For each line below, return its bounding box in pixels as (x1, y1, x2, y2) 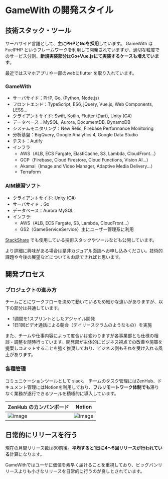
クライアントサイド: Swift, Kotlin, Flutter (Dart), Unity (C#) (12, 113, 132, 119)
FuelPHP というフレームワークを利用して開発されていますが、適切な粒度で (5, 47, 160, 53)
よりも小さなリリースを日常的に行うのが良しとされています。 (18, 468, 145, 474)
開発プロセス (5, 270, 45, 278)
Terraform (20, 169, 41, 175)
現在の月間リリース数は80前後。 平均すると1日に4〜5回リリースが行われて (5, 445, 158, 451)
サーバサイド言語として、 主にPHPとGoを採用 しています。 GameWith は (5, 41, 153, 46)
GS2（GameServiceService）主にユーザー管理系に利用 (20, 226, 134, 232)
